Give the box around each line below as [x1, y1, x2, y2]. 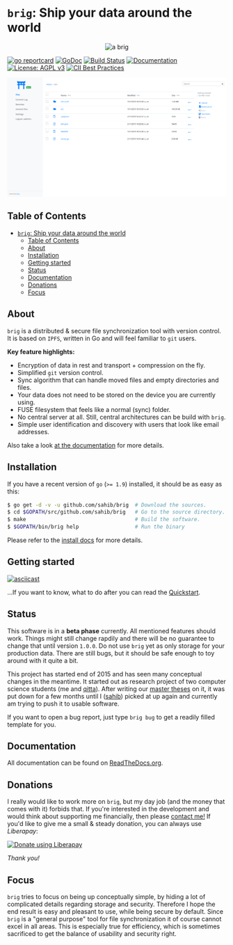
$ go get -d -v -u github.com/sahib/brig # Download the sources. [7, 501, 207, 509]
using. [17, 398, 35, 406]
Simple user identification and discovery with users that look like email [17, 420, 219, 429]
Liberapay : [7, 827, 38, 836]
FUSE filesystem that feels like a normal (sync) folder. [17, 405, 171, 413]
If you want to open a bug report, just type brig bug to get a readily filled [7, 713, 216, 721]
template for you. [7, 720, 56, 729]
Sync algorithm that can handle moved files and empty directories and [17, 376, 219, 384]
